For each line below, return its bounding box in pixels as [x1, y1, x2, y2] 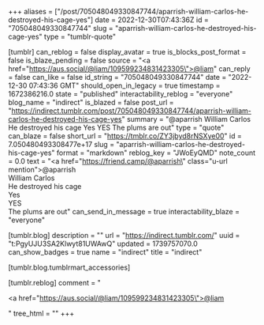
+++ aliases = [8, 7, 54, 16]
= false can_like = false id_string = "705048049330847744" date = [8, 73, 227, 81]
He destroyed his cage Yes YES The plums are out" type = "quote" [8, 123, 225, 132]
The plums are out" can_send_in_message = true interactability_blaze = [8, 207, 240, 216]
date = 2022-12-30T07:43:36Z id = [95, 15, 209, 25]
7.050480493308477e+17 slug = [8, 140, 115, 149]
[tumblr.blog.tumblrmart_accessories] [8, 263, 131, 272]
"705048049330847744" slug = [8, 24, 113, 32]
